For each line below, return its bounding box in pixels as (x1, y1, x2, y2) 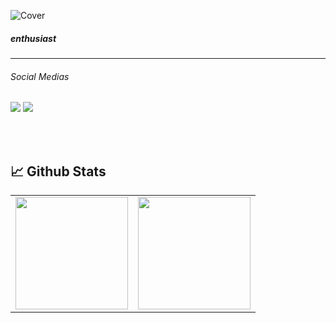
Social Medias (10, 70, 70, 82)
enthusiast (10, 32, 57, 44)
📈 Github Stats (10, 163, 107, 180)
